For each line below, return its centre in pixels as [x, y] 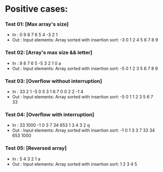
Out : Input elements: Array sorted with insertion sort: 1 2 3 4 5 [74, 164]
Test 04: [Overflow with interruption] [50, 115]
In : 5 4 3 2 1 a [26, 159]
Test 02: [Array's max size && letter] [49, 53]
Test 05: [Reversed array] [36, 148]
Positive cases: [36, 9]
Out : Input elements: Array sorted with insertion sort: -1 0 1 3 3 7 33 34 [83, 131]
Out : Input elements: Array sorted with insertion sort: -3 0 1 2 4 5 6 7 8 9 [85, 40]
